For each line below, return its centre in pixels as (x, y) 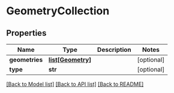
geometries (26, 60)
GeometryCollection (58, 11)
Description (114, 50)
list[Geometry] (70, 60)
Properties (26, 33)
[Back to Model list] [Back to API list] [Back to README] (75, 84)
